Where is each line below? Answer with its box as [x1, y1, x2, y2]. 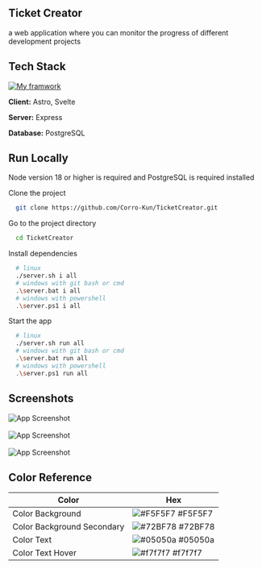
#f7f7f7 [172, 547, 203, 559]
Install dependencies [8, 249, 78, 259]
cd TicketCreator [15, 234, 74, 243]
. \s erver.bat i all [15, 286, 81, 295]
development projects [8, 36, 81, 46]
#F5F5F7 [177, 508, 214, 519]
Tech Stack [8, 60, 66, 73]
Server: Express [8, 112, 63, 122]
